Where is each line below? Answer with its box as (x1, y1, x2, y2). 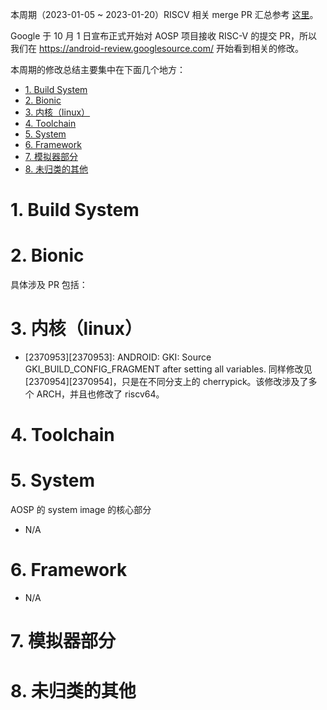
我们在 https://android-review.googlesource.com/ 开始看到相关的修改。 (10, 43, 304, 54)
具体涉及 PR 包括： (10, 279, 88, 291)
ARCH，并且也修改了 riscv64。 (36, 388, 165, 400)
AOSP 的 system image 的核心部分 (10, 504, 152, 516)
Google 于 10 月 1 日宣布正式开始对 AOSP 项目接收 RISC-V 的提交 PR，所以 (10, 30, 318, 42)
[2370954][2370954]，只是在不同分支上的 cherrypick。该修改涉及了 (24, 376, 309, 388)
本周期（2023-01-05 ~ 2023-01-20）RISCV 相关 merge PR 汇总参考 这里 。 (10, 9, 319, 20)
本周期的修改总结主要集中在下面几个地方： (10, 64, 186, 75)
